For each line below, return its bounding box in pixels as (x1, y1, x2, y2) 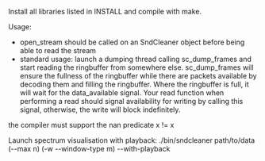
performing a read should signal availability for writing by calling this (19, 97, 244, 105)
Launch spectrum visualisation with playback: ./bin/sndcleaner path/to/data (8, 136, 255, 145)
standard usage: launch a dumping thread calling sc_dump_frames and (19, 55, 252, 63)
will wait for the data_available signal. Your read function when (19, 88, 225, 98)
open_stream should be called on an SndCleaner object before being (19, 37, 245, 47)
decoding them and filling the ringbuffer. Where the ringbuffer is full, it (19, 79, 249, 89)
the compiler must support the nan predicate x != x (8, 121, 175, 129)
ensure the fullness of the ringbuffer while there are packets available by (19, 71, 257, 80)
